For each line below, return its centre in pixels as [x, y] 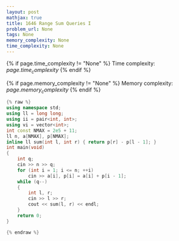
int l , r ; [40, 193]
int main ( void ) [26, 148]
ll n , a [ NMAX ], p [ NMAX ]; [38, 136]
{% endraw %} [23, 232]
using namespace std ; [34, 108]
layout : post [23, 12]
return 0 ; [30, 215]
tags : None [20, 35]
